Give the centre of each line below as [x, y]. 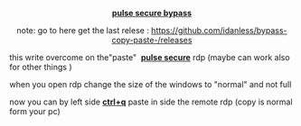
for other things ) [41, 67]
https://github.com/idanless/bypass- [219, 30]
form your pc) [35, 111]
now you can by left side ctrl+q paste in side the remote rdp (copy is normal [151, 102]
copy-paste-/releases [152, 40]
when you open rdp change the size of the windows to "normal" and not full [150, 84]
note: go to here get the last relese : [83, 30]
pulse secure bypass [152, 13]
